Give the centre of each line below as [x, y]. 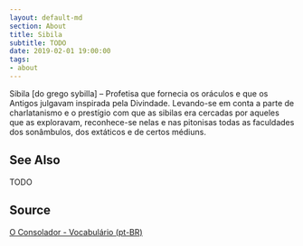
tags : [19, 59]
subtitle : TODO [38, 43]
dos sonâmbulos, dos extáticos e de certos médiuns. [108, 132]
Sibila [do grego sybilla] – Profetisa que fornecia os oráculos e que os [139, 93]
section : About [38, 26]
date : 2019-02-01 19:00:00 [60, 51]
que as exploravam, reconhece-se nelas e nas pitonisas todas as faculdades [152, 122]
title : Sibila [36, 34]
